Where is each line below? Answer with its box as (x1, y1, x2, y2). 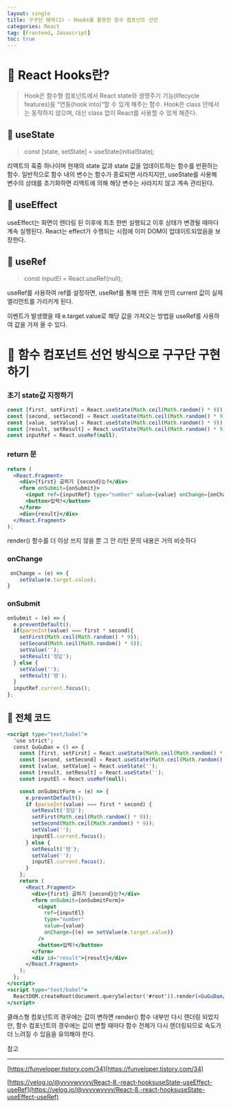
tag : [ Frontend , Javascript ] (7, 29, 91, 36)
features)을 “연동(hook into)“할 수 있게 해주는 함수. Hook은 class (23, 101, 201, 109)
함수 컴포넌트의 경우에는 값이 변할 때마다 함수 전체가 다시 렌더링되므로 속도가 (16, 1021, 222, 1029)
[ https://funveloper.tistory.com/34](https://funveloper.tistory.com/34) (7, 1064, 204, 1073)
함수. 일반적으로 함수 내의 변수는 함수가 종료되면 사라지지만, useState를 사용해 (7, 170, 217, 178)
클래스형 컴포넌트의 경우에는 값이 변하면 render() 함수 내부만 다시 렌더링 (7, 1013, 201, 1021)
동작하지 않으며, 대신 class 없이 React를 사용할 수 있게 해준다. (31, 109, 198, 117)
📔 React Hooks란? (7, 67, 110, 83)
